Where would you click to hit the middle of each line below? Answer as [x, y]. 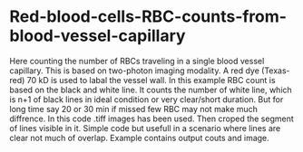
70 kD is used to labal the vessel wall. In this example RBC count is [151, 80]
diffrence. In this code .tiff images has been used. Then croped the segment [152, 119]
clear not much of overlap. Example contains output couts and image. [139, 138]
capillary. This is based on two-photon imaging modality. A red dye [135, 71]
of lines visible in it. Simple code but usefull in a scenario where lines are [145, 128]
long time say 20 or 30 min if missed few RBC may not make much [134, 109]
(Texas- [276, 71]
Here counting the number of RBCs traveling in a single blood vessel [137, 61]
